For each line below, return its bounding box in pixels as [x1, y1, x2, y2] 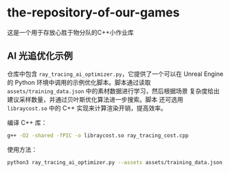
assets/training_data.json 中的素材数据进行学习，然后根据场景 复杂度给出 [7, 87, 220, 95]
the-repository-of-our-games [7, 5, 180, 21]
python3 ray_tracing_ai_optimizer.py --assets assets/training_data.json [7, 159, 223, 165]
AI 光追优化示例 [7, 50, 73, 62]
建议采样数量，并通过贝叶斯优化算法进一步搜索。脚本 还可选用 [7, 95, 183, 103]
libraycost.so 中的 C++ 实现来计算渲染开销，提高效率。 [7, 104, 167, 112]
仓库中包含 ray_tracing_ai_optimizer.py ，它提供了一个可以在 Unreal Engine [7, 70, 224, 78]
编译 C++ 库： [7, 118, 47, 127]
